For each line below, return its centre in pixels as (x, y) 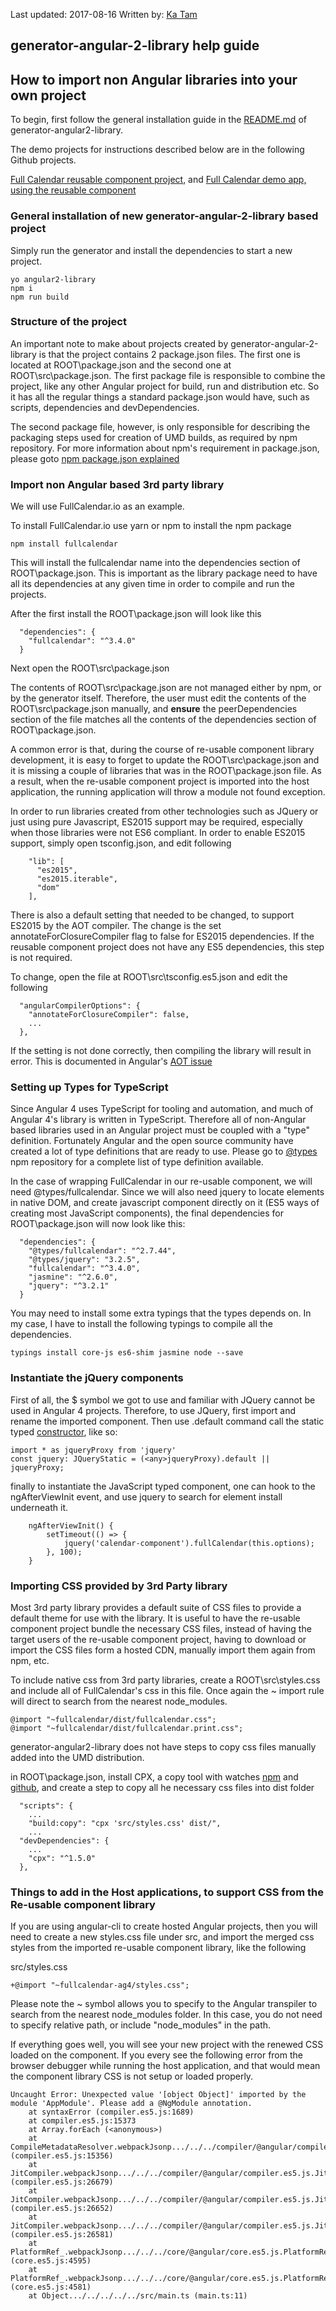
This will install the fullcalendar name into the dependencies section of (155, 563)
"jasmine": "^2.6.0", (73, 1277)
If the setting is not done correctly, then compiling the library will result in (161, 1051)
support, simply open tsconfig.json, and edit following (121, 843)
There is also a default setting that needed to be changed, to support (152, 915)
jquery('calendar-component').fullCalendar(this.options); (189, 1543)
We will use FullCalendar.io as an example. (97, 506)
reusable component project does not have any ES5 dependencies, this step (167, 947)
